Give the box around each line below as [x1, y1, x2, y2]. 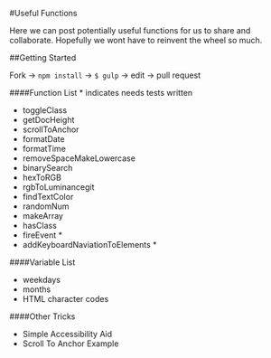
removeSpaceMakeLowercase [22, 153, 135, 164]
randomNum [22, 201, 70, 212]
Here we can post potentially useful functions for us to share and [9, 25, 251, 35]
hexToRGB [22, 172, 61, 183]
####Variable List [9, 257, 76, 268]
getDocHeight [22, 115, 75, 125]
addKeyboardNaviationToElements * [22, 240, 157, 250]
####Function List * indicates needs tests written [9, 88, 193, 98]
